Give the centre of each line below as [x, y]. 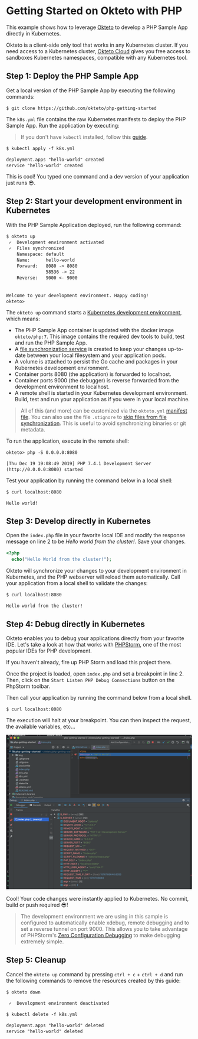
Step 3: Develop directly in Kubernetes [79, 521]
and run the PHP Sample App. [51, 342]
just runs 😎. [21, 183]
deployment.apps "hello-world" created [55, 160]
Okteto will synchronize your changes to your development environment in [96, 571]
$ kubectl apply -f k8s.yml [41, 148]
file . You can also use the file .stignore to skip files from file [93, 417]
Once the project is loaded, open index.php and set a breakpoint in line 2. [95, 673]
